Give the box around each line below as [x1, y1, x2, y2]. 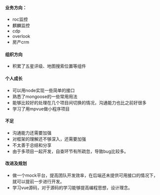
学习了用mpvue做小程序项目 [12, 106, 70, 112]
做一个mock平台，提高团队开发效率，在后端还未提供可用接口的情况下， [12, 172, 158, 178]
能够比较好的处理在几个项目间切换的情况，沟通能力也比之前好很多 [12, 99, 147, 105]
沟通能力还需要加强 [12, 130, 52, 135]
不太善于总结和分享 [12, 142, 52, 148]
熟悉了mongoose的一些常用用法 [12, 94, 78, 99]
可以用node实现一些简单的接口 [12, 87, 75, 93]
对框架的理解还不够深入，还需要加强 [12, 136, 86, 142]
